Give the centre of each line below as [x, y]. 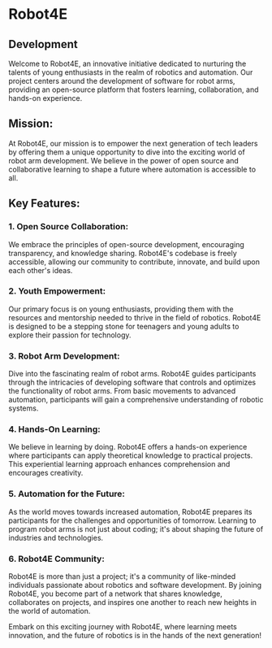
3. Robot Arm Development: [64, 356]
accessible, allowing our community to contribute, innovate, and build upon [134, 262]
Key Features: [44, 204]
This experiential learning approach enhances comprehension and [119, 464]
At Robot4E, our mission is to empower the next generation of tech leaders [133, 143]
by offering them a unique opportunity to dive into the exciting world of [127, 152]
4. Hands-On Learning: [55, 429]
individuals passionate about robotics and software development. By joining [135, 585]
